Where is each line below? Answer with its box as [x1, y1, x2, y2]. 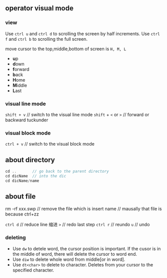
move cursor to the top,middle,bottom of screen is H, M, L [5, 45, 127, 52]
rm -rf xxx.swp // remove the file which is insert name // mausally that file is [5, 205, 162, 212]
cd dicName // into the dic [5, 173, 66, 178]
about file [5, 192, 36, 201]
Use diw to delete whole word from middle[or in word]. [12, 256, 126, 262]
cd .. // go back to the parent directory [5, 169, 109, 174]
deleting [5, 234, 26, 241]
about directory [5, 156, 55, 164]
